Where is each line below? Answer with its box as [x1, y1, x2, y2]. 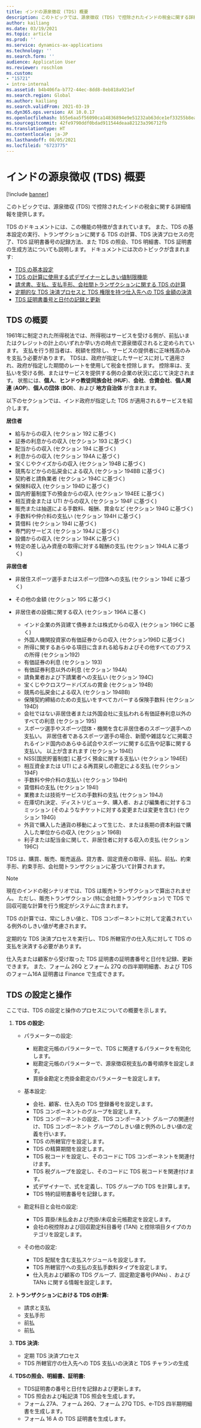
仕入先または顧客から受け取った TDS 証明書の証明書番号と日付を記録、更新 [6, 956, 193, 963]
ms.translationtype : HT [6, 126, 66, 132]
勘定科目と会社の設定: [23, 1203, 78, 1210]
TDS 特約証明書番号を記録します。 [32, 1191, 118, 1198]
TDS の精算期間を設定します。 [32, 1146, 108, 1153]
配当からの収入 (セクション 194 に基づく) [14, 445, 117, 453]
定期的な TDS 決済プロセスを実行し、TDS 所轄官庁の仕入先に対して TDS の [6, 935, 192, 942]
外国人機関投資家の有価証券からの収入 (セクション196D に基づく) [23, 636, 185, 643]
